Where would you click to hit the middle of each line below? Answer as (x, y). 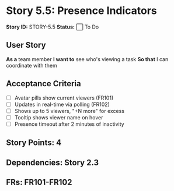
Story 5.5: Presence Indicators (82, 11)
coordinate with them (32, 65)
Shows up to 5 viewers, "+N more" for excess (69, 111)
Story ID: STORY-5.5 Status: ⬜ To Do (53, 27)
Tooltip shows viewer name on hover (59, 117)
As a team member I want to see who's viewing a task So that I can (87, 59)
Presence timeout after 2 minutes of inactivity (69, 124)
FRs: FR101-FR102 (39, 183)
